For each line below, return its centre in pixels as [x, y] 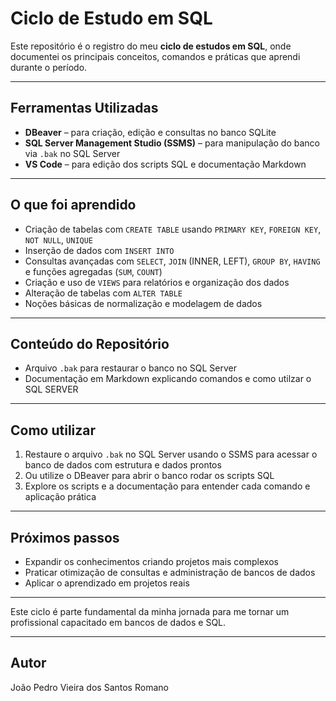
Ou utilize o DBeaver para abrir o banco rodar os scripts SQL [149, 476]
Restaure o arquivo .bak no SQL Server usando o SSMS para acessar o [171, 454]
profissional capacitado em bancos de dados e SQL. [118, 622]
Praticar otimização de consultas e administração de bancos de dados [170, 572]
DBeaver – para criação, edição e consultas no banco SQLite [150, 132]
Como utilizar [53, 430]
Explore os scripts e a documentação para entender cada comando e [167, 486]
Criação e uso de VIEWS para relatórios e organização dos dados [157, 282]
